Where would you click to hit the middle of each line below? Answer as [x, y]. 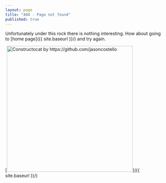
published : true [22, 19]
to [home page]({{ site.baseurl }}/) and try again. [56, 39]
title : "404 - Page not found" [38, 15]
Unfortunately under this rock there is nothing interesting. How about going [83, 34]
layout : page [19, 10]
